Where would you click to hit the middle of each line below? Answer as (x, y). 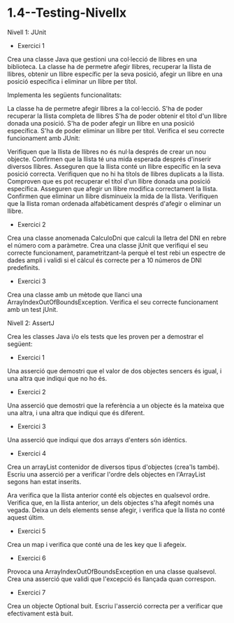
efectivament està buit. (40, 613)
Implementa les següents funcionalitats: (65, 95)
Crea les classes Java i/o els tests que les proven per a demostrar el (105, 336)
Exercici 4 (32, 453)
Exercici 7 (31, 592)
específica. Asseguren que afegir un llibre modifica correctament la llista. (112, 188)
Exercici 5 (31, 531)
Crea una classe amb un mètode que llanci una (75, 294)
